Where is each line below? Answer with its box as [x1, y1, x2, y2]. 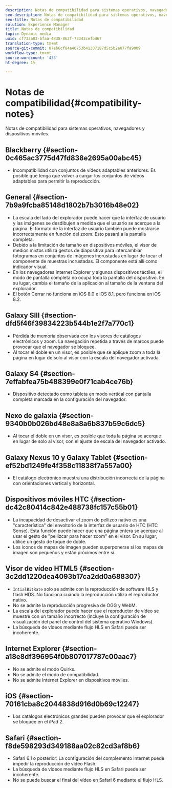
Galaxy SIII [5, 311, 40, 320]
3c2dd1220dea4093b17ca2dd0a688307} [5, 572, 141, 581]
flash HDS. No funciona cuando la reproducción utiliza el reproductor [12, 591, 159, 597]
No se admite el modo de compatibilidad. [12, 671, 100, 677]
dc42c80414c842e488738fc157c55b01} [5, 503, 138, 512]
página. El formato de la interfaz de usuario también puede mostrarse [12, 225, 160, 231]
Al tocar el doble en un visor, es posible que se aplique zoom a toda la [12, 349, 161, 355]
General [5, 193, 32, 201]
